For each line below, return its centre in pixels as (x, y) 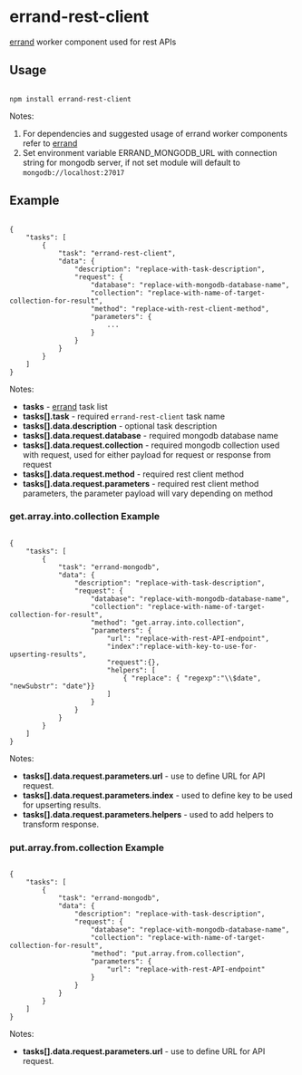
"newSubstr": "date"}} (52, 686)
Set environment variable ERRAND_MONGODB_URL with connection (150, 152)
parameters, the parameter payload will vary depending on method (148, 493)
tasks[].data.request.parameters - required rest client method (141, 483)
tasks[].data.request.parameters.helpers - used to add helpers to (148, 814)
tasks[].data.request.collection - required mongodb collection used (151, 445)
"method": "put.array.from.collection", (168, 954)
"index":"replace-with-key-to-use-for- (182, 646)
